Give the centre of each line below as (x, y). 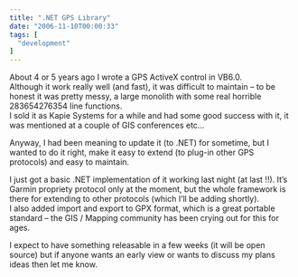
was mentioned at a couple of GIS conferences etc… (107, 125)
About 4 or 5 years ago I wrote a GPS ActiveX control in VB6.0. (126, 77)
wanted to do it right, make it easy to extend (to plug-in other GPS (132, 153)
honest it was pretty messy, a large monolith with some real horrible (135, 97)
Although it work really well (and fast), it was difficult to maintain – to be (142, 87)
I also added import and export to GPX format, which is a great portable (142, 208)
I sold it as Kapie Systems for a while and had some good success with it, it (149, 116)
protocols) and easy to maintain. (69, 162)
